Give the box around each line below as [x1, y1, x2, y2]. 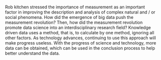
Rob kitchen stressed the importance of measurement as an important [5, 4, 145, 10]
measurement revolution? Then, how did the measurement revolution [5, 19, 143, 25]
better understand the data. [5, 50, 60, 56]
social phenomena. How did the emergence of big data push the [5, 15, 134, 20]
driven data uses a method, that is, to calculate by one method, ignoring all [5, 30, 154, 35]
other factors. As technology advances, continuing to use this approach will [5, 35, 156, 41]
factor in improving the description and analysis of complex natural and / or [5, 9, 156, 15]
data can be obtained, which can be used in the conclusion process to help [5, 45, 155, 51]
